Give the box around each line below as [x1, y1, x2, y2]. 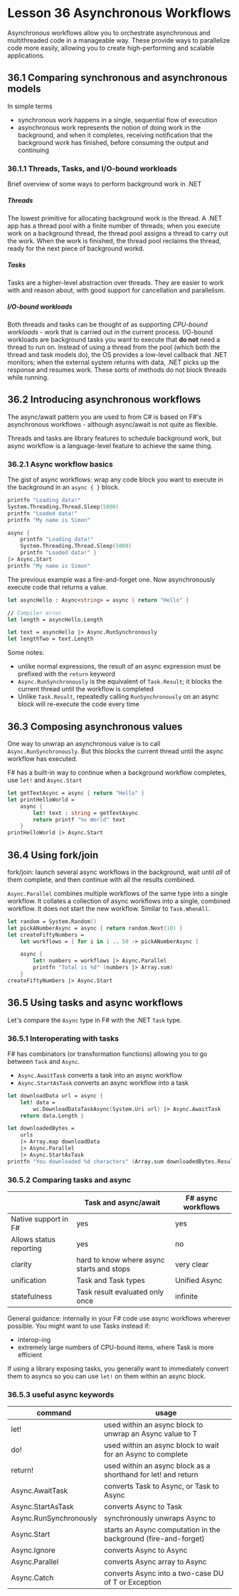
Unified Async [175, 1275, 223, 1285]
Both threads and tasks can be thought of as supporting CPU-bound [7, 320, 208, 329]
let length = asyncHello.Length [7, 616, 103, 623]
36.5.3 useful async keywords [7, 1389, 115, 1399]
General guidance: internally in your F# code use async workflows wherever [7, 1314, 231, 1322]
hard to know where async [76, 1255, 165, 1265]
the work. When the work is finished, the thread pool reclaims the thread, [7, 237, 222, 245]
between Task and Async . [7, 1057, 80, 1065]
